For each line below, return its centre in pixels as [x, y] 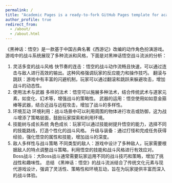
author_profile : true [28, 19]
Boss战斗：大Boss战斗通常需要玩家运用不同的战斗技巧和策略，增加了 [86, 156]
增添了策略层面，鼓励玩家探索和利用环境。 [62, 118]
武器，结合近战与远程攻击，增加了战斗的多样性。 [73, 105]
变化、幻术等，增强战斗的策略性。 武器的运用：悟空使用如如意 [92, 98]
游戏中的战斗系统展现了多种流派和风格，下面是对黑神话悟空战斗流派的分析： [86, 55]
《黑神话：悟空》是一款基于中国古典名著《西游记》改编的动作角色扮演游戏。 [86, 49]
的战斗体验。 [26, 175]
